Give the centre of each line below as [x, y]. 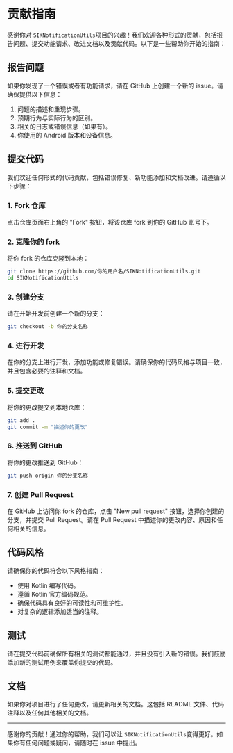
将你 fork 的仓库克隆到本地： [48, 259]
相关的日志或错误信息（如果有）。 [64, 127]
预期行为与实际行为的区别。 [57, 118]
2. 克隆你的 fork [34, 242]
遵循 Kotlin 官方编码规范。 [54, 594]
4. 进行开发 [26, 346]
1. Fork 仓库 [27, 206]
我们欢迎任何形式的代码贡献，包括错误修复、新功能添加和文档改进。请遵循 [113, 177]
